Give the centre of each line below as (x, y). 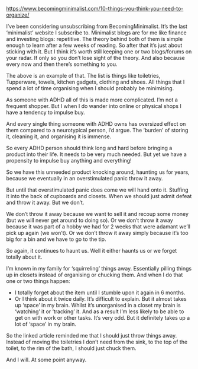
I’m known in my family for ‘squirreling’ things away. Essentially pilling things (99, 268)
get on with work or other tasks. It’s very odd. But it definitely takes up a (102, 318)
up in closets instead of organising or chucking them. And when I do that (95, 275)
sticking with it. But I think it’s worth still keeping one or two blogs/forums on (99, 52)
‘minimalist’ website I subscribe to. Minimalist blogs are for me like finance (97, 33)
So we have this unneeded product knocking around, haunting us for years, (98, 172)
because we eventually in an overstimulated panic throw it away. (85, 178)
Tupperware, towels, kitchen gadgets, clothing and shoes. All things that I (95, 82)
